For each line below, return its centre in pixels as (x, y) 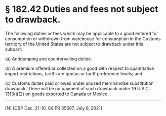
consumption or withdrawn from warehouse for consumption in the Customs (83, 39)
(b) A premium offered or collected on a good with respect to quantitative (80, 68)
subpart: (14, 49)
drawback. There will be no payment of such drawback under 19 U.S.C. (78, 88)
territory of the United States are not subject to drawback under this (74, 44)
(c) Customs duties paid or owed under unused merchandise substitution (80, 83)
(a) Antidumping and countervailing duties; (49, 58)
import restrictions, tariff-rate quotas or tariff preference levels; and (74, 73)
